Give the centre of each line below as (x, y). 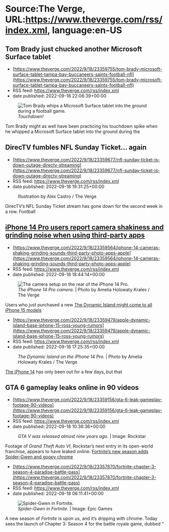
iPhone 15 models (23, 310)
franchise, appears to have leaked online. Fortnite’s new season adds (77, 452)
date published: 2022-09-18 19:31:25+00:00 (58, 186)
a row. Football (20, 211)
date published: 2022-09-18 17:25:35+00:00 (59, 346)
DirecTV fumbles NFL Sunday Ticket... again (76, 147)
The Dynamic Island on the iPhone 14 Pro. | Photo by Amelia (80, 357)
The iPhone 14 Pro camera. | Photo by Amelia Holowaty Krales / (84, 289)
